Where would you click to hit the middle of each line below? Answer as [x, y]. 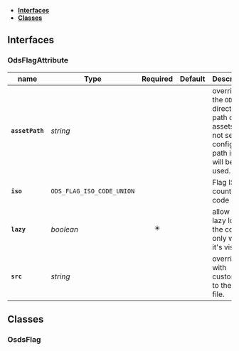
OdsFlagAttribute [38, 60]
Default [192, 79]
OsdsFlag [24, 339]
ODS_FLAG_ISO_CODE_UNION [93, 191]
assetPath [27, 130]
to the [222, 285]
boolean [65, 229]
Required [157, 79]
